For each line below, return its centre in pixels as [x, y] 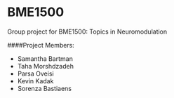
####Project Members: [41, 45]
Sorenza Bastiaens [45, 88]
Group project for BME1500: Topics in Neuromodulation [87, 31]
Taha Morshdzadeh [45, 66]
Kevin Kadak [35, 80]
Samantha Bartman [45, 58]
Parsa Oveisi [35, 73]
